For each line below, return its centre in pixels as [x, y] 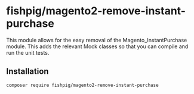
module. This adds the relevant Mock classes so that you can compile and [97, 46]
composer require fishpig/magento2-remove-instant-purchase [83, 85]
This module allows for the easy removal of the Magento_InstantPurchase [97, 40]
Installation [27, 72]
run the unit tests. [28, 52]
